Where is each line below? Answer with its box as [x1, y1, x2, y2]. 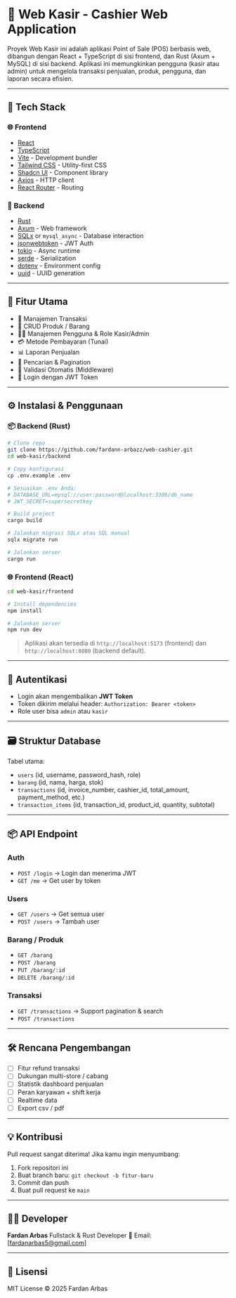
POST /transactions [17, 1015, 75, 1023]
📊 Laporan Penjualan [17, 348, 80, 356]
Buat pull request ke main [17, 1186, 90, 1194]
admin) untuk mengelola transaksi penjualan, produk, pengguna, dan [7, 67, 206, 75]
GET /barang [17, 952, 53, 959]
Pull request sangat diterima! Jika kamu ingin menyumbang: [7, 1150, 181, 1158]
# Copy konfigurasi [7, 466, 65, 473]
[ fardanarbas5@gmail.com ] [7, 1239, 87, 1247]
